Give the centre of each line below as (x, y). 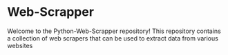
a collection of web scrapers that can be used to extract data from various (113, 38)
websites (20, 45)
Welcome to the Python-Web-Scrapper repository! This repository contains (114, 31)
